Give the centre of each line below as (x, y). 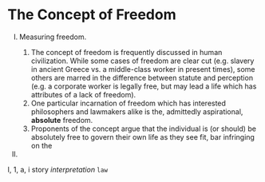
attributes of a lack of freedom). (83, 94)
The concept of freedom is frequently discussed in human (127, 52)
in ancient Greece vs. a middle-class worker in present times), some (143, 69)
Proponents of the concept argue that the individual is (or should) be (144, 129)
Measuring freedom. (53, 37)
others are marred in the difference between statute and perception (142, 77)
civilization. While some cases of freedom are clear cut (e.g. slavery (142, 61)
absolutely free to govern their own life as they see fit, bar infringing (142, 136)
